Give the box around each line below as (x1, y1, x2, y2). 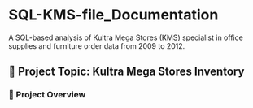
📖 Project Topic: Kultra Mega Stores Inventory (8, 65, 245, 79)
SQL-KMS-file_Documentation (8, 6, 219, 24)
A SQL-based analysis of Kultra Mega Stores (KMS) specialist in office (8, 32, 244, 42)
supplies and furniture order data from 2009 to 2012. (8, 41, 185, 50)
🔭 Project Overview (8, 89, 86, 101)
